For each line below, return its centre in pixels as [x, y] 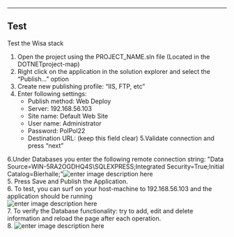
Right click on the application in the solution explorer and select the [114, 71]
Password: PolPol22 [56, 130]
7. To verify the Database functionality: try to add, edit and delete [100, 211]
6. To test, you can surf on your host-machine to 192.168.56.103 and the [110, 188]
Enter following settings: [52, 93]
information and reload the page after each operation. [84, 218]
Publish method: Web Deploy [69, 101]
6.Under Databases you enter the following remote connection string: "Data [116, 159]
